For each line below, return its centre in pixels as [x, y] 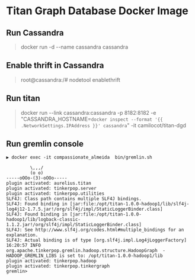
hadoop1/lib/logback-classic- [44, 220]
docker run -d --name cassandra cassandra [74, 47]
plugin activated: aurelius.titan [49, 184]
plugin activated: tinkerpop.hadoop [51, 261]
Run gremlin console [45, 144]
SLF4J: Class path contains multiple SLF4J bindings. [74, 199]
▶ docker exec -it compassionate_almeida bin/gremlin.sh [79, 157]
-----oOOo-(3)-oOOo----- [37, 178]
